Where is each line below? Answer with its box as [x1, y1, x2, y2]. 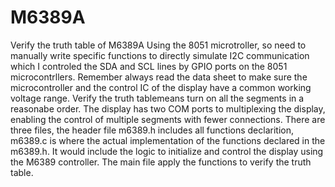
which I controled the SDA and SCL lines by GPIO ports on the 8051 [10, 60, 288, 72]
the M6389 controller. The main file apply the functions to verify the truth [10, 156, 312, 168]
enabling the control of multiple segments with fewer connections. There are [10, 113, 326, 125]
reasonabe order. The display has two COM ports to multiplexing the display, [10, 102, 326, 115]
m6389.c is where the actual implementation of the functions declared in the [10, 134, 326, 146]
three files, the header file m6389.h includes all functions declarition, [10, 124, 294, 136]
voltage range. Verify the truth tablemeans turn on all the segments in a [10, 92, 305, 104]
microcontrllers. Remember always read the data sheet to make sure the [10, 71, 308, 83]
